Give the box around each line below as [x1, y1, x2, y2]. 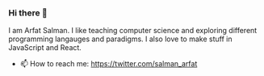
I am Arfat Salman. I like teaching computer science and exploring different [8, 26, 258, 36]
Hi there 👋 [8, 7, 48, 19]
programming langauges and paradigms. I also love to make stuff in [8, 34, 233, 44]
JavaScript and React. [8, 43, 82, 53]
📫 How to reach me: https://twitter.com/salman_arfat [19, 59, 198, 69]
